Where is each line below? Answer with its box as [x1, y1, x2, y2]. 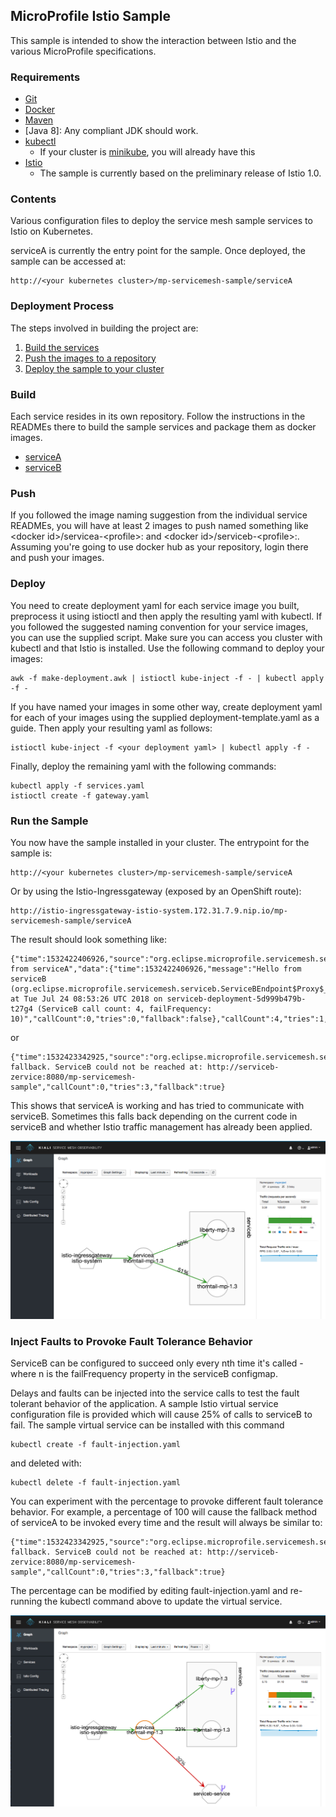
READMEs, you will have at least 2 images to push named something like [10, 520, 309, 532]
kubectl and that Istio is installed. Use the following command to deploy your [10, 642, 325, 654]
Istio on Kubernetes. [10, 225, 93, 238]
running [10, 1595, 43, 1608]
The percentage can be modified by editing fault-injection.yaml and [10, 1585, 288, 1597]
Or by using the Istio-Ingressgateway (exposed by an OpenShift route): [10, 885, 302, 897]
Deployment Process [10, 299, 115, 313]
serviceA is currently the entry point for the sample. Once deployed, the [10, 245, 306, 257]
